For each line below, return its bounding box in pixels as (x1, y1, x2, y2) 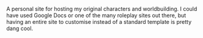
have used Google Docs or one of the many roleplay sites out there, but (6, 12, 186, 19)
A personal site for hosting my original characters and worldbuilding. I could (6, 6, 197, 12)
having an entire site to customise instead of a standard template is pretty (6, 18, 192, 25)
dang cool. (6, 25, 34, 32)
